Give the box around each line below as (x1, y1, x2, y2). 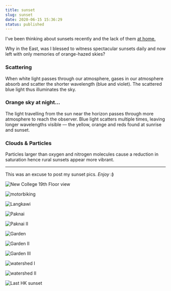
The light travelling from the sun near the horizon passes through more (5, 110, 154, 116)
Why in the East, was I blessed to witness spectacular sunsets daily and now (5, 45, 166, 52)
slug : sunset (5, 12, 33, 17)
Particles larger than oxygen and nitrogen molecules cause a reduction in (5, 151, 159, 157)
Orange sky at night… (5, 99, 61, 106)
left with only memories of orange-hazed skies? (5, 51, 105, 57)
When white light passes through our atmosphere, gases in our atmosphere (5, 75, 164, 82)
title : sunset (5, 7, 36, 13)
